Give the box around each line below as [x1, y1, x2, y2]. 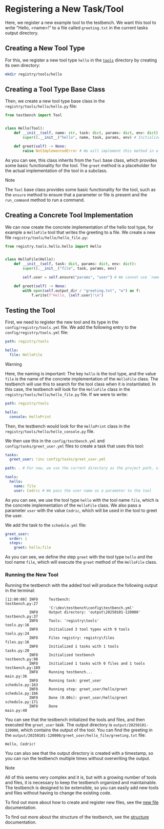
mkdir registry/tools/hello [5, 72, 62, 77]
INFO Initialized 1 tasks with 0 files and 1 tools [29, 661, 145, 666]
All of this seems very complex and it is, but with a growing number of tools [5, 774, 157, 780]
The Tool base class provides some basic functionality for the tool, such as [5, 187, 156, 192]
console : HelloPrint [9, 414, 51, 419]
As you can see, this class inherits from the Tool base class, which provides [5, 157, 158, 163]
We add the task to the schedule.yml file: [5, 522, 87, 528]
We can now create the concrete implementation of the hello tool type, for [5, 224, 154, 230]
